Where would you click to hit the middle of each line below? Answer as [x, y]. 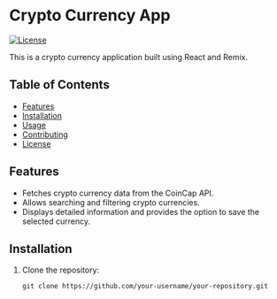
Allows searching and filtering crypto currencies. [111, 202]
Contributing [45, 134]
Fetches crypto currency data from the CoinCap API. [118, 193]
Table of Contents [60, 85]
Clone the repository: [61, 270]
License [36, 143]
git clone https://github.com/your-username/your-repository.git [145, 287]
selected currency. [56, 221]
